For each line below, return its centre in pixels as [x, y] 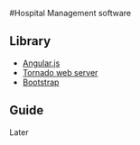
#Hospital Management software [70, 13]
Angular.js [41, 63]
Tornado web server [60, 72]
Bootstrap [41, 82]
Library [30, 41]
